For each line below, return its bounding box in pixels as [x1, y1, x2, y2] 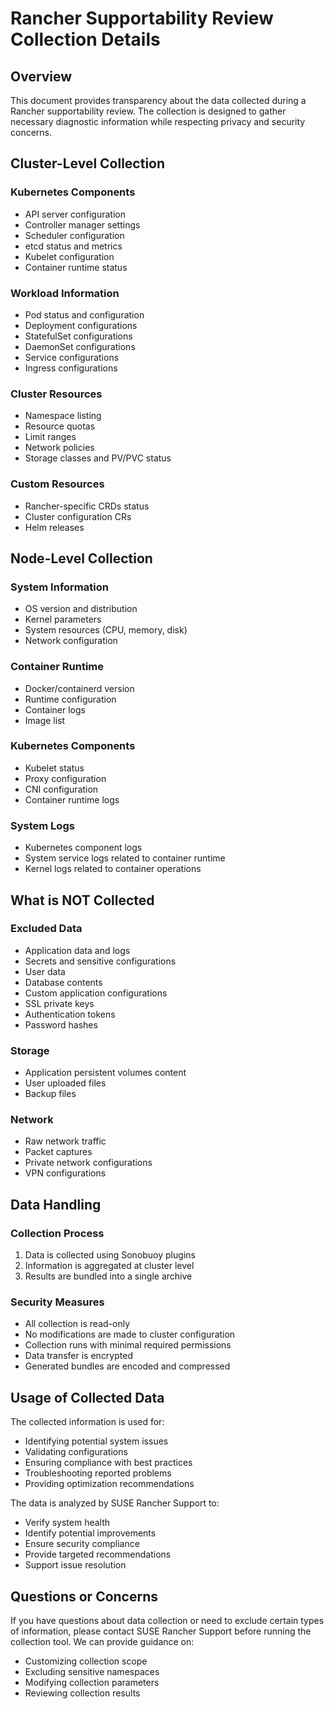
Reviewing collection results [24, 1687, 141, 1699]
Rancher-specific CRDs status [24, 500, 150, 512]
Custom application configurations [24, 987, 168, 999]
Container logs [24, 703, 86, 716]
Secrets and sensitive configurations [24, 955, 177, 967]
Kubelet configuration [24, 250, 115, 262]
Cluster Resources [10, 387, 103, 401]
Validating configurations [24, 1446, 128, 1458]
